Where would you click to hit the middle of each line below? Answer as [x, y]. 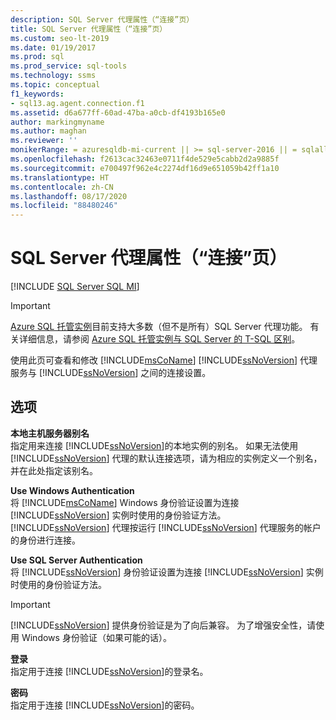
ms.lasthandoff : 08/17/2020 [69, 196]
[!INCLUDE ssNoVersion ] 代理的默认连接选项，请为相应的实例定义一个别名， [166, 458]
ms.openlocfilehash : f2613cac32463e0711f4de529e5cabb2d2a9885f [145, 159]
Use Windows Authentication [72, 490]
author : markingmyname [57, 122]
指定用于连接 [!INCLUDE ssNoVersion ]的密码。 [105, 705]
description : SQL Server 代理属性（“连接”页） [102, 19]
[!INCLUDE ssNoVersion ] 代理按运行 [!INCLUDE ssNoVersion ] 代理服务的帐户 [166, 527]
